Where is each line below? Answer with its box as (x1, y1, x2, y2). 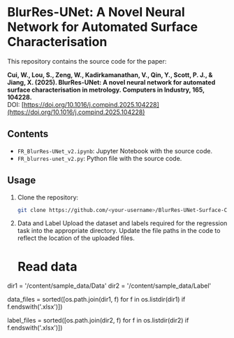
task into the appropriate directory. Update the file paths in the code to (17, 227, 221, 235)
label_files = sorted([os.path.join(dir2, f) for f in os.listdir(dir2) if (7, 316, 189, 325)
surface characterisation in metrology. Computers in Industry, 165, (7, 85, 205, 94)
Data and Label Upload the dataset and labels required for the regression (17, 219, 228, 227)
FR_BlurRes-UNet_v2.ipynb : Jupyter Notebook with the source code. (17, 146, 213, 155)
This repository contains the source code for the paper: (7, 57, 167, 65)
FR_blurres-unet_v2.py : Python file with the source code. (17, 154, 182, 162)
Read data (17, 258, 78, 274)
